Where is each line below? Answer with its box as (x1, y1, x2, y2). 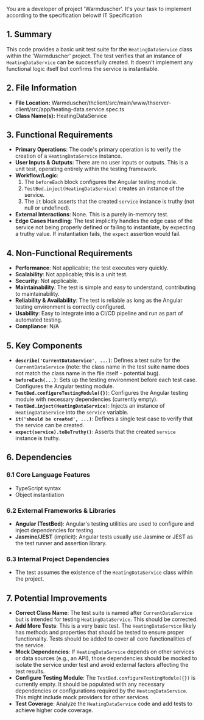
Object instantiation (15, 491, 65, 498)
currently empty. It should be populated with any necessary (15, 681, 165, 688)
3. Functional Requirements (6, 130, 113, 140)
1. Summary (6, 29, 52, 40)
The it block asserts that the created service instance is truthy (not (24, 198, 195, 205)
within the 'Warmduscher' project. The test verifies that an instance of (6, 52, 182, 59)
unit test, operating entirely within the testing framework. (15, 165, 158, 173)
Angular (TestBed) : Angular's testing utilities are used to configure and (15, 520, 194, 527)
